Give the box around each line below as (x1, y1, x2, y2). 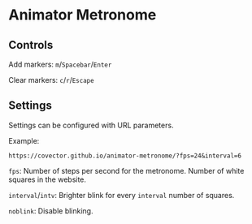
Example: (8, 136, 40, 145)
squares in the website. (8, 174, 87, 184)
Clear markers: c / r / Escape (8, 75, 95, 84)
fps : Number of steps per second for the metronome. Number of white (8, 166, 245, 175)
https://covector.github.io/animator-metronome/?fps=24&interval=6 (8, 152, 242, 160)
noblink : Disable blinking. (8, 205, 93, 216)
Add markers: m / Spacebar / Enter (8, 59, 112, 69)
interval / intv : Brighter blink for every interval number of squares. (8, 190, 235, 200)
